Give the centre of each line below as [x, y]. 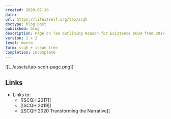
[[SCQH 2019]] [36, 106]
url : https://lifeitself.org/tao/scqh [46, 19]
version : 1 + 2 [21, 38]
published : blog [22, 29]
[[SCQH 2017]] [36, 100]
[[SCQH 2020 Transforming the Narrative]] [65, 111]
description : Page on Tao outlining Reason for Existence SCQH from [79, 33]
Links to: [22, 95]
